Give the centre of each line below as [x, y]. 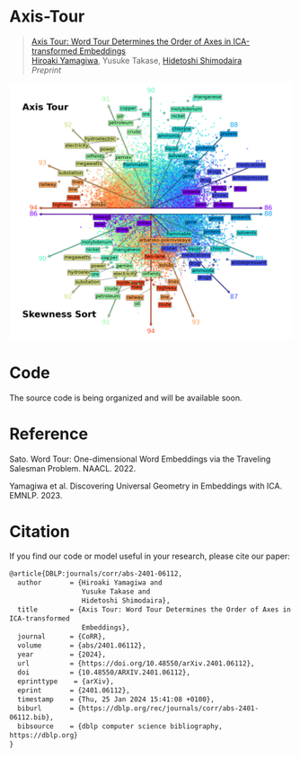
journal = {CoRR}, [62, 637]
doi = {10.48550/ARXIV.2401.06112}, [104, 673]
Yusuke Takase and [116, 592]
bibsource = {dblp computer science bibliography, [120, 726]
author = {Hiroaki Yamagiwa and [90, 583]
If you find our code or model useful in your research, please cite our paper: [150, 556]
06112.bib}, [31, 717]
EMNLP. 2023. [36, 495]
